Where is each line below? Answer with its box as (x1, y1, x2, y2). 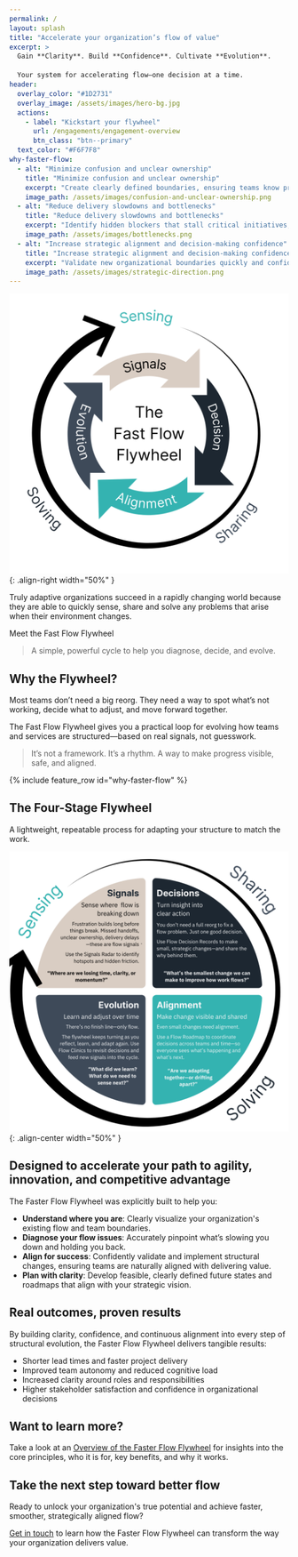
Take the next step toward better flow (9, 1477, 220, 1493)
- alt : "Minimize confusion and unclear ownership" (17, 165, 213, 173)
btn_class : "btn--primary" (32, 136, 133, 146)
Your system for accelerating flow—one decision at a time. (17, 71, 244, 80)
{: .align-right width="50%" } (9, 574, 115, 586)
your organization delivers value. (9, 1537, 129, 1548)
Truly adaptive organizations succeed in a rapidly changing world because (9, 592, 282, 603)
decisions (21, 1392, 58, 1404)
